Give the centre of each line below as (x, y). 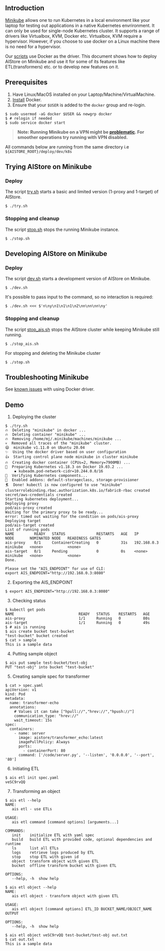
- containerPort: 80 (44, 751)
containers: (22, 729)
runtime (13, 844)
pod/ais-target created (30, 525)
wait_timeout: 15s (33, 720)
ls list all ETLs (35, 848)
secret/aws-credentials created (39, 495)
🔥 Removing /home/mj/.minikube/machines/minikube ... (63, 439)
